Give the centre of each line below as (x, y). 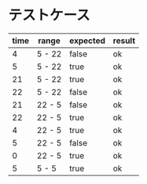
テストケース (49, 15)
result (124, 41)
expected (88, 41)
